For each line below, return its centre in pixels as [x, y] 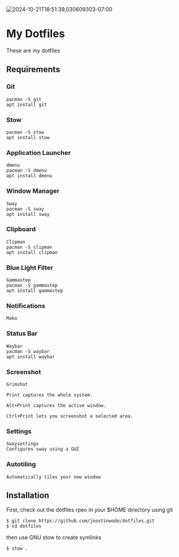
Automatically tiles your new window [54, 477]
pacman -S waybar [28, 351]
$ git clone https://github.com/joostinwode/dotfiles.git [80, 521]
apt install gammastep [35, 291]
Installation [28, 495]
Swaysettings [23, 444]
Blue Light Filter [30, 267]
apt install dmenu [29, 176]
